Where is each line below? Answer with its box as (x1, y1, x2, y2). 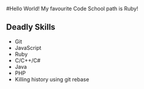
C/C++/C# (14, 56, 40, 64)
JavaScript (14, 44, 42, 51)
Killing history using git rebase (14, 75, 89, 82)
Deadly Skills (6, 22, 55, 32)
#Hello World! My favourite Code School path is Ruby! (6, 5, 139, 12)
